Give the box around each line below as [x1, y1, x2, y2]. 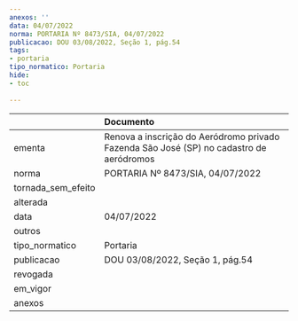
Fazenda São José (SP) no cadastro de [104, 141, 267, 153]
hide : [9, 71, 29, 80]
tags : [9, 46, 29, 55]
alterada [13, 196, 49, 208]
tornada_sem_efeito [13, 181, 96, 193]
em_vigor [13, 282, 51, 294]
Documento [104, 115, 155, 128]
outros [13, 224, 42, 237]
